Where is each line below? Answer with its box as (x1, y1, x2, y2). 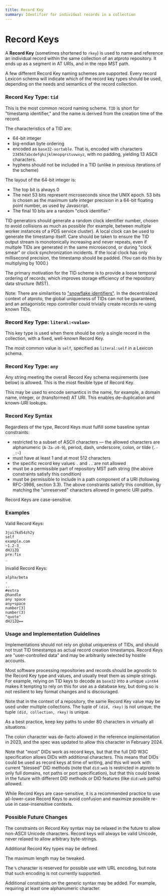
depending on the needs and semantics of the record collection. (5, 81, 138, 87)
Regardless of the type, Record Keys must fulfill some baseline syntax (5, 424, 149, 430)
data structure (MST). (5, 280, 50, 286)
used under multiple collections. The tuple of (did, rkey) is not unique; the (5, 704, 160, 710)
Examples (5, 509, 30, 516)
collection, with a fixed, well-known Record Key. (5, 335, 104, 341)
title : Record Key (5, 7, 44, 13)
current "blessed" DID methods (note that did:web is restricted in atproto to (5, 765, 160, 771)
